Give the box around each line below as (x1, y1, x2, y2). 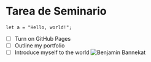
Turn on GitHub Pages (14, 35, 71, 42)
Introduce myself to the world (14, 49, 90, 56)
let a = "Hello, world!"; (6, 24, 72, 30)
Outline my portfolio (14, 42, 65, 49)
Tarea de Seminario (6, 4, 107, 18)
